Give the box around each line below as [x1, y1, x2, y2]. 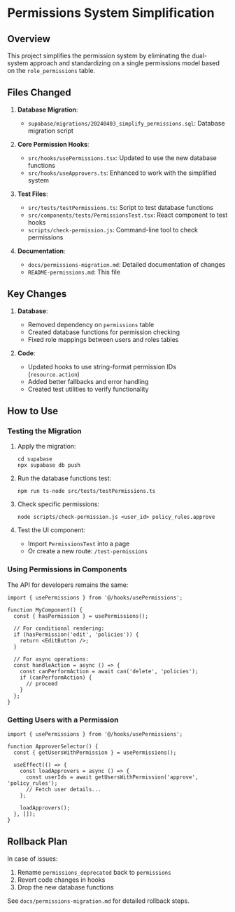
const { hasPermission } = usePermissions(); [13, 612, 149, 619]
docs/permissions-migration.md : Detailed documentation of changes [27, 260, 226, 268]
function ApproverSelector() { [7, 743, 99, 750]
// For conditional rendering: [13, 625, 105, 632]
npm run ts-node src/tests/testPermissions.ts [17, 488, 156, 495]
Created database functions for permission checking [27, 328, 180, 336]
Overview [7, 33, 51, 45]
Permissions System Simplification [7, 5, 215, 21]
